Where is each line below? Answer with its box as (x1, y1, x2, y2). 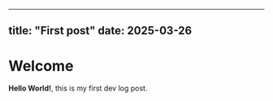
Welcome (8, 56, 74, 75)
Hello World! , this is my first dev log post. (8, 83, 148, 94)
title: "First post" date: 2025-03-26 (8, 24, 193, 37)
